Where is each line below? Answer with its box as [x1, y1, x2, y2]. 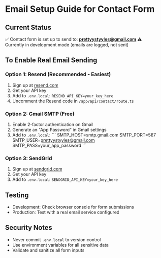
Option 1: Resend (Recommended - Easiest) [5, 71, 111, 78]
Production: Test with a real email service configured [12, 209, 120, 215]
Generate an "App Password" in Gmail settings [12, 127, 107, 132]
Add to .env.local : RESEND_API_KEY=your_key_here [12, 92, 114, 98]
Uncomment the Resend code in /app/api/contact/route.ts [12, 98, 134, 104]
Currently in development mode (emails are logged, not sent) [5, 42, 129, 47]
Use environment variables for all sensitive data [12, 242, 109, 248]
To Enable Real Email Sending [5, 56, 97, 65]
